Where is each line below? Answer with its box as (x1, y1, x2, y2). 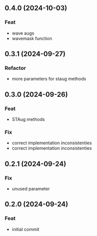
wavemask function (11, 35, 53, 41)
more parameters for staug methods (11, 76, 87, 82)
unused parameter (11, 186, 50, 192)
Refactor (4, 64, 26, 71)
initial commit (11, 226, 39, 232)
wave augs (11, 30, 34, 36)
